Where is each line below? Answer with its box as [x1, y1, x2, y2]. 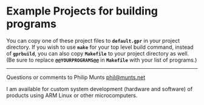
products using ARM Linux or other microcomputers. [6, 92, 138, 99]
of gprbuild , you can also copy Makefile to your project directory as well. [6, 49, 189, 57]
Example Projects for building [6, 4, 158, 18]
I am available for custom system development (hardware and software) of [6, 85, 193, 92]
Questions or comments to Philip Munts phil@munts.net [6, 74, 146, 81]
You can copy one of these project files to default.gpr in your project [6, 37, 180, 44]
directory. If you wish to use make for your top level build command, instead [6, 43, 194, 51]
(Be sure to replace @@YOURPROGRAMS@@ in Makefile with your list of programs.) [6, 56, 197, 63]
